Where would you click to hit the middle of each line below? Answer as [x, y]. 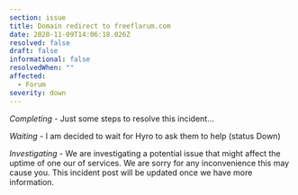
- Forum [32, 84]
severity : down [38, 93]
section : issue [38, 18]
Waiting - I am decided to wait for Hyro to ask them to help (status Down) [145, 136]
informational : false [50, 59]
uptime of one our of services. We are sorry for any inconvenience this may [149, 163]
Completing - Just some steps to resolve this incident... [112, 119]
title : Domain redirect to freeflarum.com [90, 26]
